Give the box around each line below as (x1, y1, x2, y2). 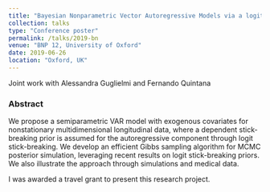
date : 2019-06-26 (8, 49, 67, 57)
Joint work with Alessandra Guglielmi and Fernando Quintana (8, 78, 211, 88)
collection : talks (8, 19, 70, 27)
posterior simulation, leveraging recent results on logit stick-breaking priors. (8, 150, 260, 160)
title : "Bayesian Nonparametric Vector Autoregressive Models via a (8, 11, 243, 20)
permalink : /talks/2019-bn (8, 34, 99, 42)
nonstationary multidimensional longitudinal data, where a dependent (8, 125, 238, 134)
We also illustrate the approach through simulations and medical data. (8, 159, 239, 169)
